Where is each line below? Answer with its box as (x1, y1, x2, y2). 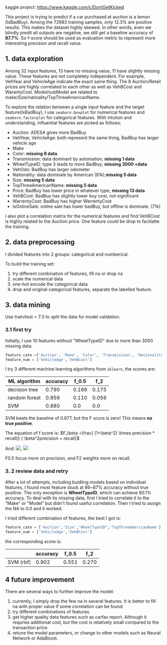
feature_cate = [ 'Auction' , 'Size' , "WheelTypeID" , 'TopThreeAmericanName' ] (5, 525, 162, 530)
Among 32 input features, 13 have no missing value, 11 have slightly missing (5, 68, 160, 74)
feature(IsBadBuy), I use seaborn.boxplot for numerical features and (5, 109, 145, 115)
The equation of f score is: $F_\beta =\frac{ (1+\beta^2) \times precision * (5, 430, 155, 436)
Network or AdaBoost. (12, 635, 58, 641)
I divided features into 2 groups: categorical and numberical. (5, 251, 129, 257)
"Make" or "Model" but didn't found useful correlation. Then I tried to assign (5, 500, 161, 506)
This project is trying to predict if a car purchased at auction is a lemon (5, 14, 150, 19)
